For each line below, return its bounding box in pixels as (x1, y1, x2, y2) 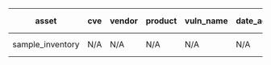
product (145, 15, 177, 26)
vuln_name (184, 15, 228, 26)
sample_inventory (12, 39, 80, 50)
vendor (110, 15, 139, 26)
